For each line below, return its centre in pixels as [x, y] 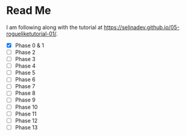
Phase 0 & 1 [29, 45]
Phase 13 [26, 127]
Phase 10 [26, 107]
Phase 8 [25, 93]
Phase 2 [25, 52]
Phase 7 [25, 86]
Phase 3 [25, 59]
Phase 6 [25, 80]
